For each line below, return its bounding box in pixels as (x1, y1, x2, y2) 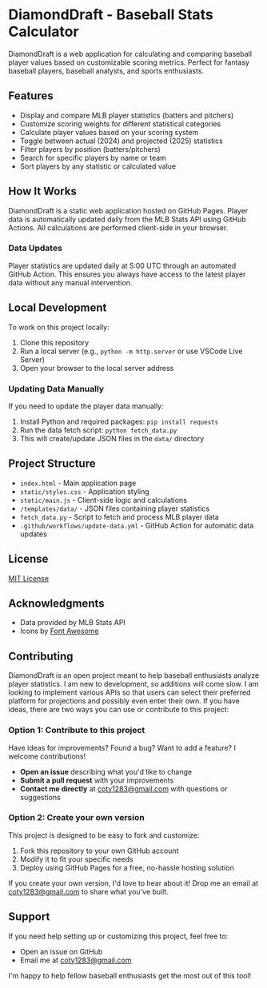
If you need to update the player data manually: (8, 401, 164, 411)
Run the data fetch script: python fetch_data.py (19, 425, 177, 435)
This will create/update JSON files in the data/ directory (19, 433, 205, 443)
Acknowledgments (8, 596, 106, 610)
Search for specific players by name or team (19, 153, 166, 162)
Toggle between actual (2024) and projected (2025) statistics (19, 136, 224, 145)
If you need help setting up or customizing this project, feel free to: (8, 931, 229, 941)
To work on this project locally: (8, 322, 110, 332)
